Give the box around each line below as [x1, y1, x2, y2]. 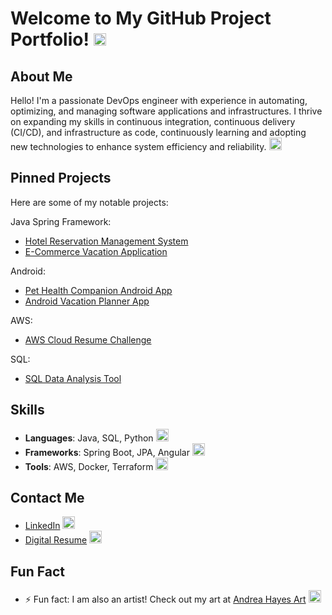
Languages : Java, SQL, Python [24, 432, 154, 444]
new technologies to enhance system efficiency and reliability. [10, 141, 267, 152]
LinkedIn [24, 520, 61, 532]
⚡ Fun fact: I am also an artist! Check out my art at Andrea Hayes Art [24, 593, 307, 606]
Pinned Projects [10, 170, 112, 187]
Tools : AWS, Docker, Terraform [24, 460, 154, 472]
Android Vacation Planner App [24, 295, 150, 307]
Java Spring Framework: [10, 215, 112, 227]
